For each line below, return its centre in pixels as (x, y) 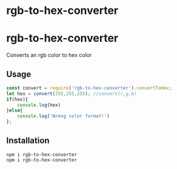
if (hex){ (17, 99)
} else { (15, 111)
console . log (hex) (39, 105)
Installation (28, 141)
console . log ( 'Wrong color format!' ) (64, 116)
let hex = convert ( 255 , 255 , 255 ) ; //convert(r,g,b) (72, 94)
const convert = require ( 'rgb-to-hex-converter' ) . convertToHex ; (89, 88)
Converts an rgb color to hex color (49, 55)
